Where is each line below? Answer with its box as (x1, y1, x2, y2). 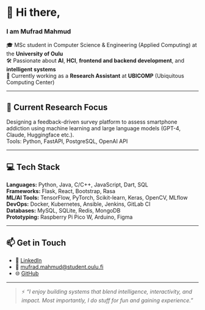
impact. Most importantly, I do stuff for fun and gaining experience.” (21, 297, 193, 304)
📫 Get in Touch (6, 238, 67, 248)
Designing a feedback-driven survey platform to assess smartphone (6, 118, 178, 125)
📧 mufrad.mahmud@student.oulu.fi (15, 263, 104, 270)
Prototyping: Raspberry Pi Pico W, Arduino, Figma (6, 213, 133, 221)
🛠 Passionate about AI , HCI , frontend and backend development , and (6, 57, 185, 65)
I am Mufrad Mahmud (6, 27, 71, 36)
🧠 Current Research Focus (6, 102, 108, 112)
